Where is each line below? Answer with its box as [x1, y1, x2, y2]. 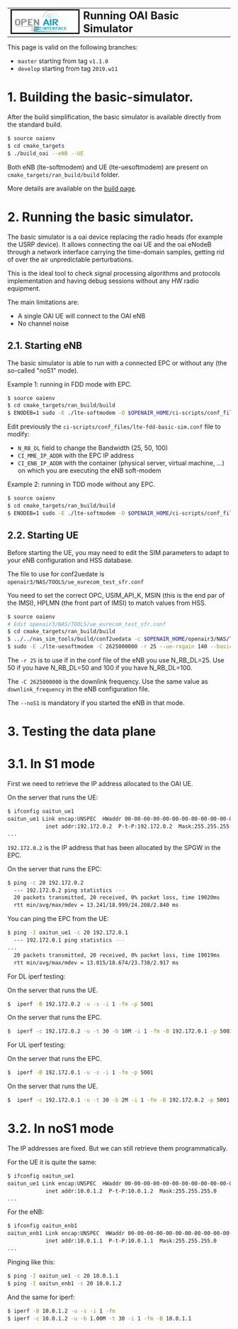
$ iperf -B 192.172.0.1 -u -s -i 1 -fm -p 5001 [7, 1069, 154, 1077]
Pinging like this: [7, 1257, 55, 1266]
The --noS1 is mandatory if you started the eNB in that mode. [7, 699, 186, 707]
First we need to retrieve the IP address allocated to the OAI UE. [7, 780, 193, 788]
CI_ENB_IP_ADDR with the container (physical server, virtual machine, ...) [17, 459, 225, 468]
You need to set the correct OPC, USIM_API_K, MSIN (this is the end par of [7, 591, 225, 599]
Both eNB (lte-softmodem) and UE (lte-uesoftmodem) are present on [7, 163, 208, 171]
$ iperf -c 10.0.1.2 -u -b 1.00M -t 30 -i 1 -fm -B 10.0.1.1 [7, 1315, 192, 1322]
